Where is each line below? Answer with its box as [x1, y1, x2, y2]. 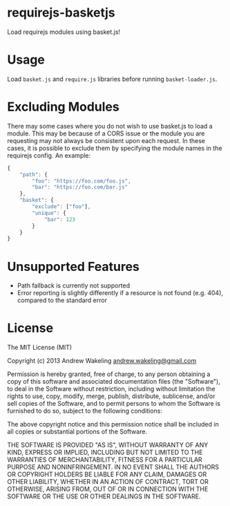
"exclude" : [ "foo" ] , [32, 203, 91, 210]
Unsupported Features [7, 259, 140, 274]
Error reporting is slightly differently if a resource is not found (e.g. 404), [17, 289, 223, 297]
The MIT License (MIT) [7, 344, 73, 352]
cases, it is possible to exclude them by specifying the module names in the [7, 144, 222, 152]
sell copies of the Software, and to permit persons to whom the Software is [7, 400, 221, 408]
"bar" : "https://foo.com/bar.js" [32, 184, 128, 191]
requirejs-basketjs [7, 5, 115, 21]
